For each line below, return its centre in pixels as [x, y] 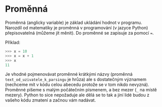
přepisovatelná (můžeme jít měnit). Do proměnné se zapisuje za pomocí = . [80, 33]
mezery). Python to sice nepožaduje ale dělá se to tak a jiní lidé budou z [77, 95]
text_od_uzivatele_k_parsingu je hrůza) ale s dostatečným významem [76, 80]
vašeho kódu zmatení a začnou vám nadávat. [51, 100]
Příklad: [13, 42]
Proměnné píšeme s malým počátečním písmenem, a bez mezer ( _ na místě [81, 90]
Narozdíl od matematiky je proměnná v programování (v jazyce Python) [77, 27]
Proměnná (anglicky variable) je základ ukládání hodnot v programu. [74, 22]
